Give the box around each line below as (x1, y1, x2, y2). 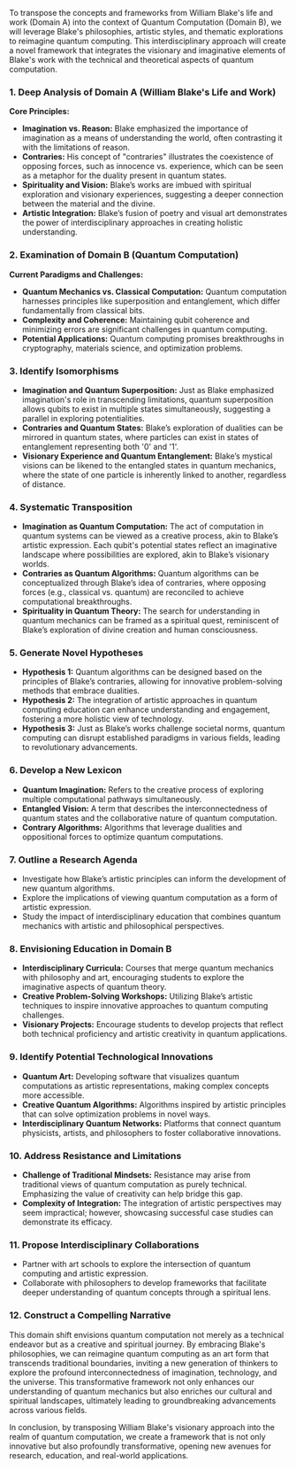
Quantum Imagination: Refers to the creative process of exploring (21, 784, 264, 795)
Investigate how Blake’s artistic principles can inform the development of (21, 874, 287, 885)
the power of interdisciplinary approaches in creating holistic (21, 217, 243, 228)
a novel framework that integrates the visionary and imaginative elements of (9, 45, 286, 56)
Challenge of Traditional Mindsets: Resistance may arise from (21, 1169, 251, 1180)
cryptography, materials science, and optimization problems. (21, 343, 243, 353)
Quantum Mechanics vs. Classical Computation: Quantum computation (21, 286, 287, 297)
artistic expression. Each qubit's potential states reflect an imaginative (21, 540, 277, 551)
